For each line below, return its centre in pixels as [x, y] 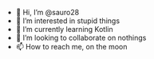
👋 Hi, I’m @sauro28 [47, 12]
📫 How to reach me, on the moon [71, 47]
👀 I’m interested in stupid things [68, 21]
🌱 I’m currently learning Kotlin [64, 29]
